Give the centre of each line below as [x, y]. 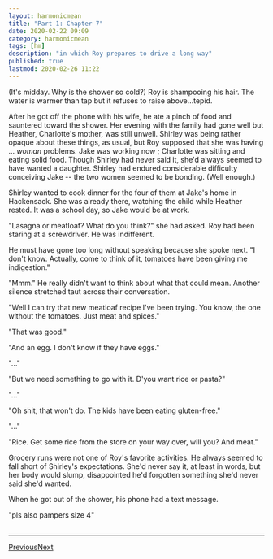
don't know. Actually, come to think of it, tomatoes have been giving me [128, 258]
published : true [36, 62]
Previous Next [31, 547]
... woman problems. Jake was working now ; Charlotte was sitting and [127, 150]
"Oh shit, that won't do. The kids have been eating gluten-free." [115, 410]
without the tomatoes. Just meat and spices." [84, 316]
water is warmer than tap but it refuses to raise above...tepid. [110, 100]
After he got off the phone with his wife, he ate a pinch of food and [120, 116]
